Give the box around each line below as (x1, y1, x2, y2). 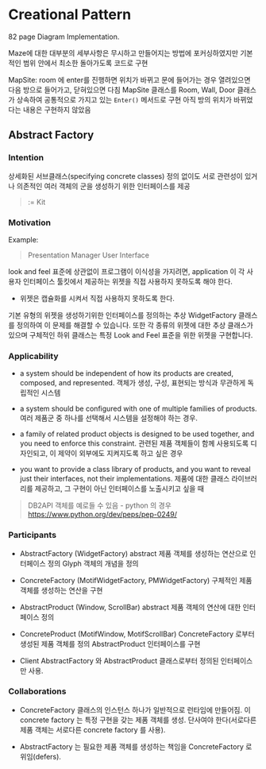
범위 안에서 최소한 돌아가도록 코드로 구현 (22, 58, 148, 68)
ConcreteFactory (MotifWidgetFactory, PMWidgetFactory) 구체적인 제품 (19, 575, 253, 585)
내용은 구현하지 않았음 (22, 105, 91, 114)
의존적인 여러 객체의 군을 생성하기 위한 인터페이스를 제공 (16, 181, 191, 191)
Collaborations (8, 686, 67, 697)
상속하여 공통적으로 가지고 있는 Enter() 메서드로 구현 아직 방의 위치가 (16, 95, 233, 104)
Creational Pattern (8, 6, 132, 24)
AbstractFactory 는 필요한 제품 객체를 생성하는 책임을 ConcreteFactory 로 (19, 741, 253, 752)
